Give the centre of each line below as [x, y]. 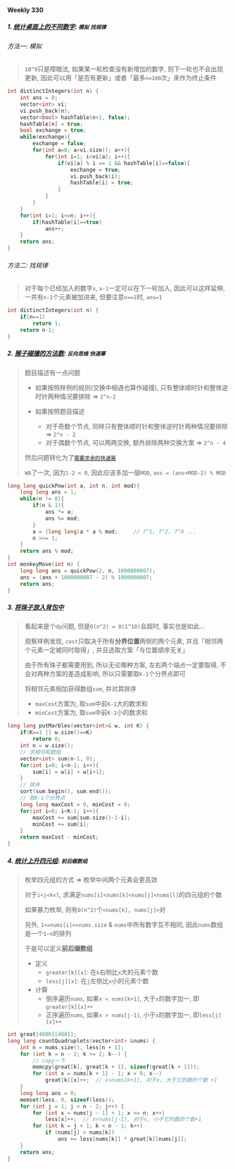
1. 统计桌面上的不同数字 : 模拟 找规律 [57, 27]
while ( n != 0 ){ [42, 499]
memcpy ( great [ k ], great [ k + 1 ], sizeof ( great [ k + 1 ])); [116, 1067]
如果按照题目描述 [60, 411]
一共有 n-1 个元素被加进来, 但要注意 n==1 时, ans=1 [93, 297]
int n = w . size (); [47, 746]
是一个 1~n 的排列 [48, 934]
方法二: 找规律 [27, 265]
